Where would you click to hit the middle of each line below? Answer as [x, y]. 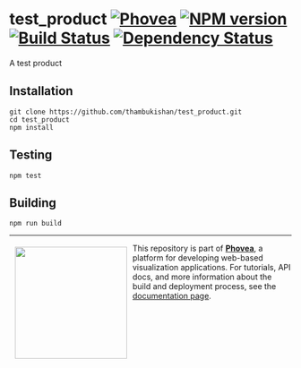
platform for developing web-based [198, 258]
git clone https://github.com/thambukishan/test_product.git [126, 112]
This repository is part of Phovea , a [198, 248]
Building [33, 203]
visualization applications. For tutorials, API [212, 268]
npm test [26, 175]
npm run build [36, 224]
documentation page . [172, 296]
